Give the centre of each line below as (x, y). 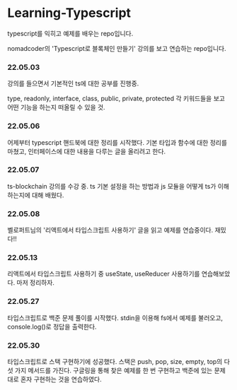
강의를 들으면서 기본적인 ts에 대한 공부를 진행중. (73, 83)
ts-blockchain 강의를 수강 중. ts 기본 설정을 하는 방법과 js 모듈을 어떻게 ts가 (112, 186)
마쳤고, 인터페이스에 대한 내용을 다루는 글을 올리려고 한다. (87, 151)
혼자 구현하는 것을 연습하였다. (61, 379)
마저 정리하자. (36, 283)
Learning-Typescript (69, 13)
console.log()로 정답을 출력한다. (52, 326)
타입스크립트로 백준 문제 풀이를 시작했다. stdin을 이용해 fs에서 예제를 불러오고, (115, 318)
